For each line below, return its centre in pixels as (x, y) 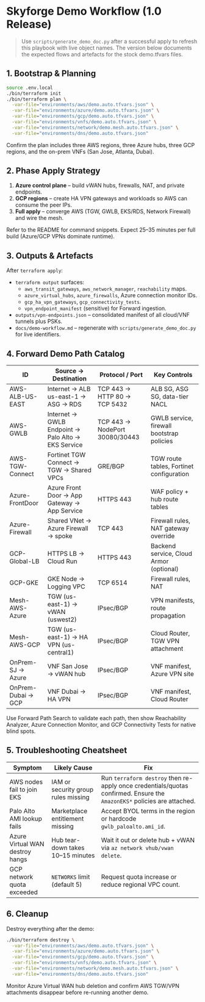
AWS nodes (26, 781)
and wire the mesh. (39, 218)
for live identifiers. (38, 335)
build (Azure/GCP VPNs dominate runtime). (60, 237)
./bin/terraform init (34, 93)
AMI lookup (26, 818)
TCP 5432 (112, 404)
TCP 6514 (112, 583)
